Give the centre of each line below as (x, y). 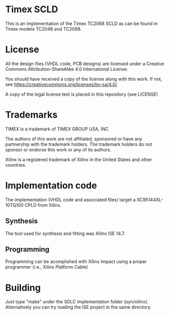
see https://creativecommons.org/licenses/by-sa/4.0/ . (62, 84)
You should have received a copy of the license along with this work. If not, (84, 79)
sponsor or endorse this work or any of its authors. (58, 149)
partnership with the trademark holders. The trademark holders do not (79, 144)
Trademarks (31, 115)
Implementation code (51, 186)
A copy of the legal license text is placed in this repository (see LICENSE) (82, 94)
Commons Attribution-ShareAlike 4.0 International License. (67, 69)
